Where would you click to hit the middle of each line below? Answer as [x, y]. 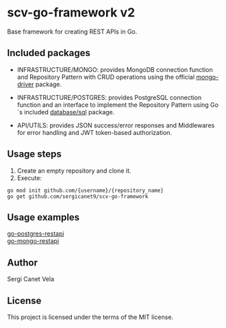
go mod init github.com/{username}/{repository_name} [86, 190]
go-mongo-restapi [33, 241]
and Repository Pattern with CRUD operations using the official [106, 77]
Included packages [49, 53]
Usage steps [34, 154]
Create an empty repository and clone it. [74, 171]
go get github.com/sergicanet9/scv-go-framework [78, 197]
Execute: [29, 178]
